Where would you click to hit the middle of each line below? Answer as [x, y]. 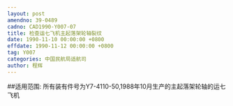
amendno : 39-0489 [32, 20]
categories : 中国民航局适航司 [47, 59]
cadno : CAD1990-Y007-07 [42, 26]
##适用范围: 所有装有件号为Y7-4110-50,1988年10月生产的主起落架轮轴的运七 [116, 86]
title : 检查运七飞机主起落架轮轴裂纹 [55, 33]
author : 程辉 [25, 66]
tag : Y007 [22, 53]
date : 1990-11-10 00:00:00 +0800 [56, 40]
